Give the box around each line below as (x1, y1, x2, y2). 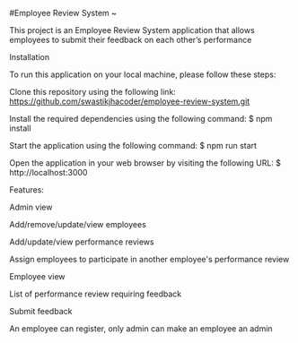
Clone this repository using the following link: (9, 87, 177, 97)
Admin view (9, 202, 53, 212)
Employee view (9, 271, 66, 281)
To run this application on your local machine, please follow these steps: (9, 69, 276, 80)
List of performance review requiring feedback (9, 288, 182, 299)
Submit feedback (9, 306, 73, 316)
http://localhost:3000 (9, 167, 88, 177)
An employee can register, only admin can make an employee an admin (9, 323, 273, 334)
